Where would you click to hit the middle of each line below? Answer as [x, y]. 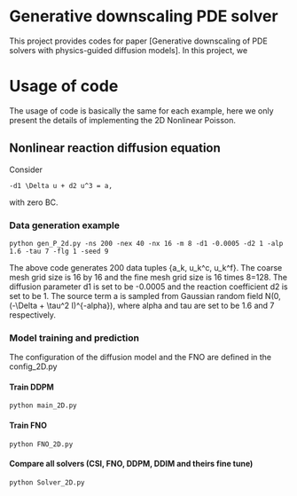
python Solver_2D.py [47, 482]
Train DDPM [32, 387]
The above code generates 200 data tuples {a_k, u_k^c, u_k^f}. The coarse [146, 267]
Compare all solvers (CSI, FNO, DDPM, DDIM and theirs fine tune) [131, 464]
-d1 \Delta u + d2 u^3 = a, [61, 185]
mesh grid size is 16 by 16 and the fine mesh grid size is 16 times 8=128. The [148, 277]
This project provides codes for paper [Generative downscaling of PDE [138, 41]
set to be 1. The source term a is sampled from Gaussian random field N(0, [145, 295]
